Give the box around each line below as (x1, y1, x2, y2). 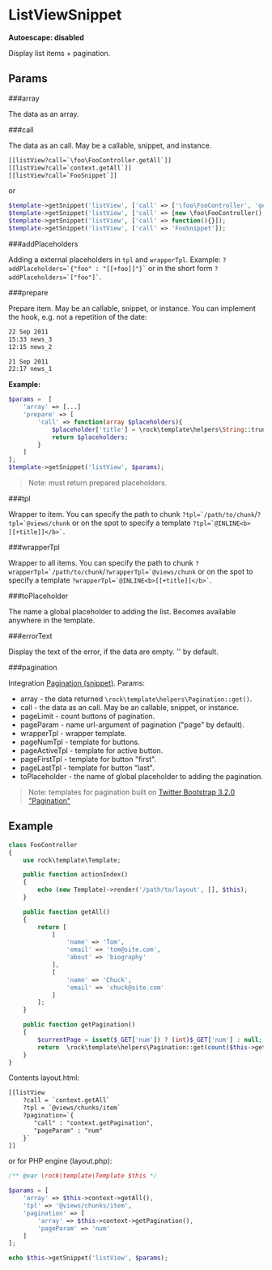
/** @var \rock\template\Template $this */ (8, 1172, 158, 1180)
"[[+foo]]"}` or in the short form (102, 263, 213, 273)
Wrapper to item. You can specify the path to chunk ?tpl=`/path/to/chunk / (8, 510, 257, 519)
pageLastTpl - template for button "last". (19, 763, 155, 773)
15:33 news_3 (8, 335, 53, 343)
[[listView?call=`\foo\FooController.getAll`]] (8, 156, 172, 164)
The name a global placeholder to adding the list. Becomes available (8, 607, 236, 616)
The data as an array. (8, 109, 79, 118)
